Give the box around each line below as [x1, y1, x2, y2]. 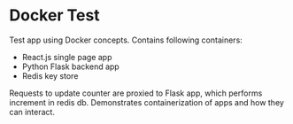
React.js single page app [21, 51, 112, 62]
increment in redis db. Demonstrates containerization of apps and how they [9, 97, 285, 107]
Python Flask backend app [21, 61, 120, 72]
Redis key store [21, 70, 79, 81]
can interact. [9, 106, 56, 117]
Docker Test [9, 5, 100, 26]
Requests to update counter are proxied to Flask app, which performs [9, 88, 263, 98]
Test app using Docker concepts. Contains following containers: [9, 35, 243, 45]
